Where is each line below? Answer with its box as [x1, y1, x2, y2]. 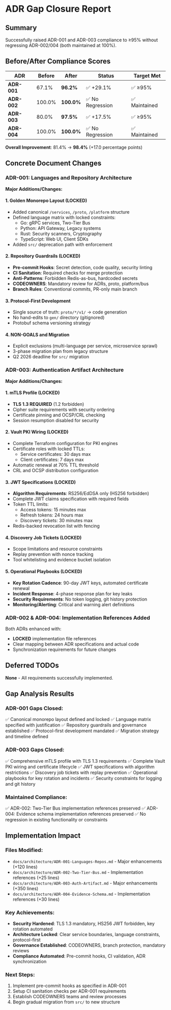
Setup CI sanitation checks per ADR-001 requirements [12, 988, 126, 994]
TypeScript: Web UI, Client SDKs [20, 236, 89, 242]
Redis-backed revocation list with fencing [12, 523, 100, 529]
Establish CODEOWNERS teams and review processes [12, 994, 127, 1000]
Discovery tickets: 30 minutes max [20, 517, 93, 524]
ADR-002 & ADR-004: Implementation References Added [5, 614, 150, 621]
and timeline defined [5, 734, 48, 740]
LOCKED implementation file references [12, 635, 97, 641]
